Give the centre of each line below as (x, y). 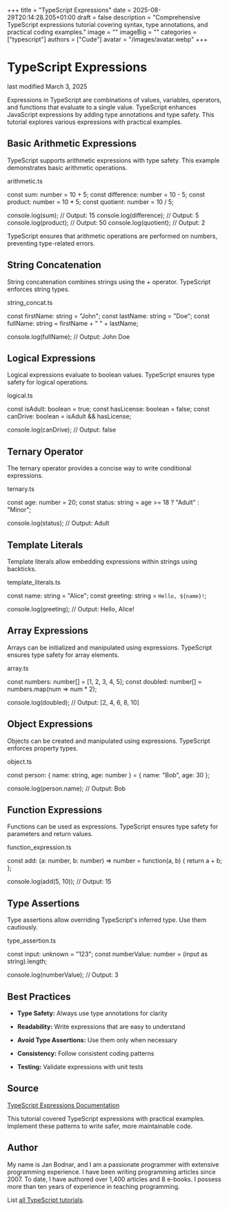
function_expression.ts (39, 847)
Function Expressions (55, 810)
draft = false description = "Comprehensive (139, 17)
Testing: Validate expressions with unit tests (80, 1067)
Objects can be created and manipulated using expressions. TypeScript (109, 741)
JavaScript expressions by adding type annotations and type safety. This (111, 114)
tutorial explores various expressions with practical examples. (95, 122)
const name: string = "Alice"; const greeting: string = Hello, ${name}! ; (107, 595)
